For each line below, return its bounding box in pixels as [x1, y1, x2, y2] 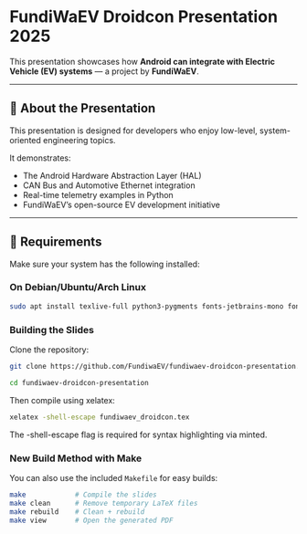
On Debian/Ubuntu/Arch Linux [9, 281, 146, 294]
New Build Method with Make [9, 452, 143, 465]
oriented [9, 134, 41, 145]
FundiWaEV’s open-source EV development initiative [22, 199, 221, 210]
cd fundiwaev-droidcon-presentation [9, 378, 149, 387]
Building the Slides [9, 323, 94, 336]
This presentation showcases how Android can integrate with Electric [9, 56, 276, 67]
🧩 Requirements [9, 235, 102, 250]
